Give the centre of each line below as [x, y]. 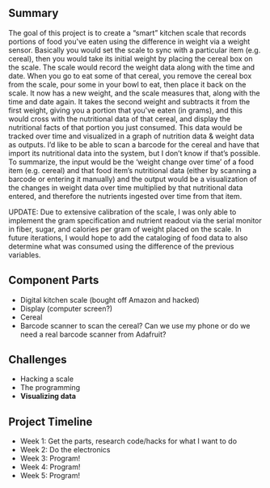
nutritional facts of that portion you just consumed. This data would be [125, 127]
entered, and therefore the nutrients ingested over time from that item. [125, 196]
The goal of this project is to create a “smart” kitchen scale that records [127, 32]
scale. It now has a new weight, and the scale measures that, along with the [134, 93]
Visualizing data [48, 397]
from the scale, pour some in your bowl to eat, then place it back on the [127, 84]
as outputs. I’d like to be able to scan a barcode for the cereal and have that [134, 144]
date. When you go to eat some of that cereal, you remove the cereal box [130, 75]
